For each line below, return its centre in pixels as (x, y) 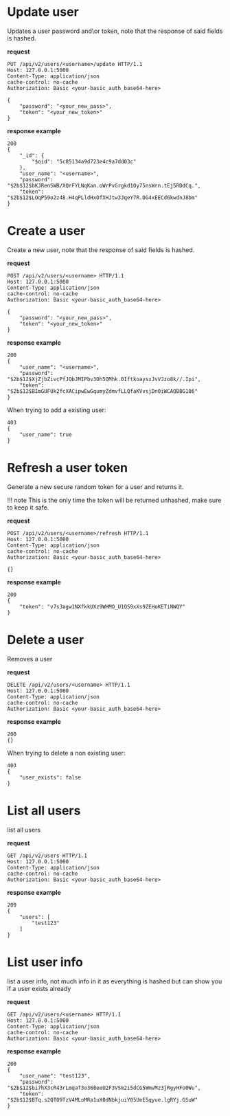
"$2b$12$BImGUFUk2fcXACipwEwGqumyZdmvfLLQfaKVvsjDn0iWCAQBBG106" (102, 391)
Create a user (46, 231)
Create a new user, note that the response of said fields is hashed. (101, 250)
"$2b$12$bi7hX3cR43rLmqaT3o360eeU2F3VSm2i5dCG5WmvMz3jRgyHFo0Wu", (104, 1088)
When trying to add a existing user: (57, 410)
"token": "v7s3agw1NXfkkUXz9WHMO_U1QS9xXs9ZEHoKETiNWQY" (103, 606)
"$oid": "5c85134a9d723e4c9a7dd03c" (84, 161)
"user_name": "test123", (55, 1075)
